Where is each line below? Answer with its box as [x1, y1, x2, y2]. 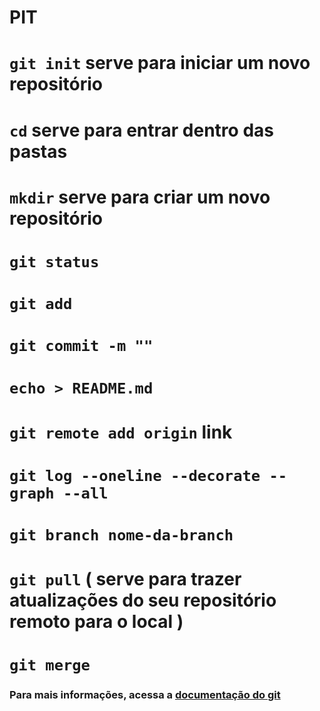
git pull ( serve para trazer [9, 568, 242, 591]
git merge [9, 656, 91, 675]
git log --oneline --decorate [9, 466, 261, 485]
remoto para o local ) [9, 611, 184, 633]
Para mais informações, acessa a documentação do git [9, 688, 281, 702]
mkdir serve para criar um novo [9, 186, 271, 208]
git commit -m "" [9, 337, 154, 356]
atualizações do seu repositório [9, 589, 277, 612]
